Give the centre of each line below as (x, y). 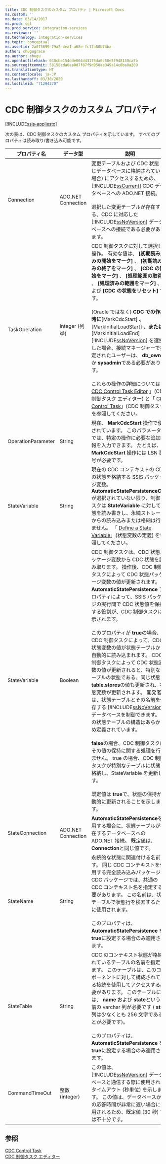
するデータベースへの (121, 833)
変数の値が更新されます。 (131, 582)
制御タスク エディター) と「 (123, 399)
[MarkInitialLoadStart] (117, 327)
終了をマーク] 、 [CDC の (130, 268)
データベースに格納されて (126, 171)
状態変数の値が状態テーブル (123, 648)
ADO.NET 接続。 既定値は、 (124, 841)
